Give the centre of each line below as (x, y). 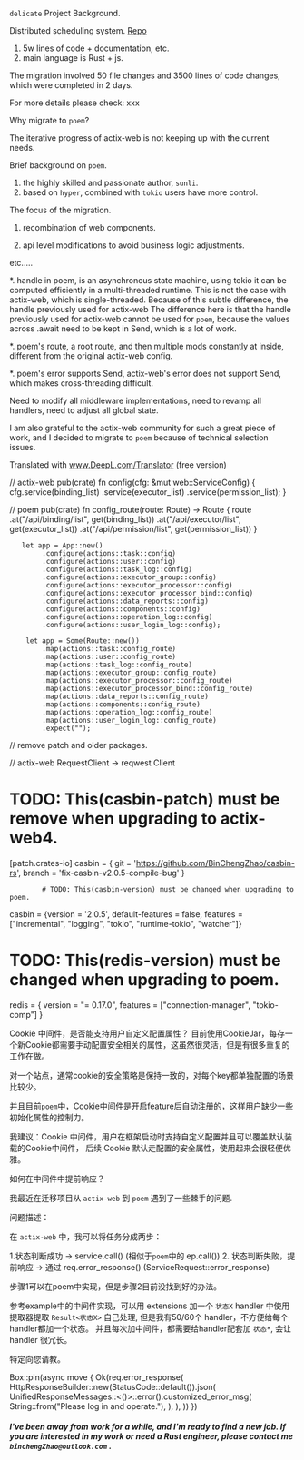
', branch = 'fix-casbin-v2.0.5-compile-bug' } (101, 873)
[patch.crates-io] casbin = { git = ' (73, 863)
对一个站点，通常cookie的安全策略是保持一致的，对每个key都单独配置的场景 (152, 1075)
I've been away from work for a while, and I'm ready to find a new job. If (147, 1427)
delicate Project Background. (65, 13)
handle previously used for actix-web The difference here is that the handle (151, 309)
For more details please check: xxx (75, 103)
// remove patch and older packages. (78, 745)
